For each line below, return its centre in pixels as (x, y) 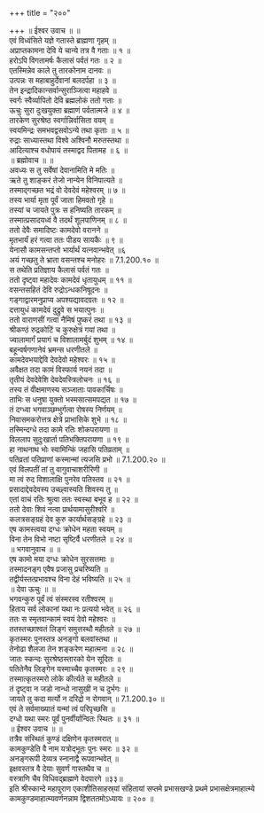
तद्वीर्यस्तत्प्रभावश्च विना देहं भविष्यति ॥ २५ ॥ (70, 579)
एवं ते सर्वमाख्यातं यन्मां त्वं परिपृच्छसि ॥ (62, 709)
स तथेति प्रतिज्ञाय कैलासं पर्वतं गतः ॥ (59, 270)
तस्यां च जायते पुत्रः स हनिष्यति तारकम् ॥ (65, 210)
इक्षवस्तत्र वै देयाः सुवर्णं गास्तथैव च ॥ (59, 769)
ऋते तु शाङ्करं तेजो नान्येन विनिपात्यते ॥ (66, 180)
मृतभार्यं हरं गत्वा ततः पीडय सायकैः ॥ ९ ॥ (66, 240)
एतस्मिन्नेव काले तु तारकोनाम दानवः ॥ (60, 70)
